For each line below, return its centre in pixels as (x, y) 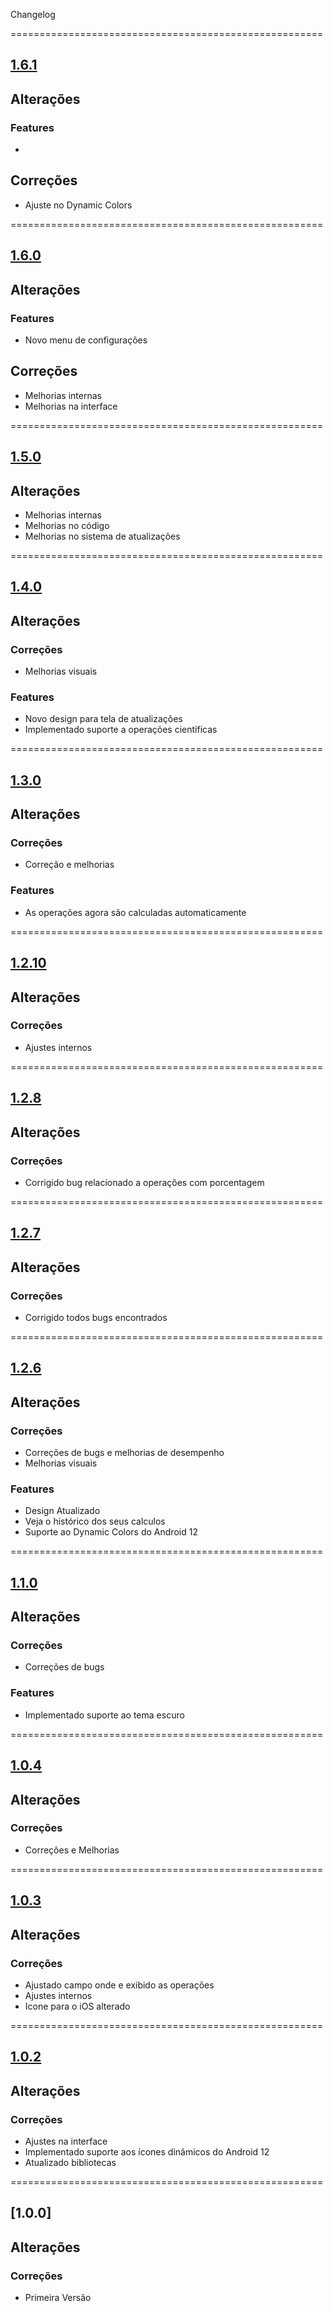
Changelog (33, 14)
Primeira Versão (58, 2298)
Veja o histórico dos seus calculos (95, 1521)
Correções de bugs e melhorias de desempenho (124, 1453)
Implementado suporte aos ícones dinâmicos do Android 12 (147, 2151)
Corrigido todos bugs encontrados (96, 1317)
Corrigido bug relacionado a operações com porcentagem (144, 1182)
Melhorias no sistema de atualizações (102, 536)
